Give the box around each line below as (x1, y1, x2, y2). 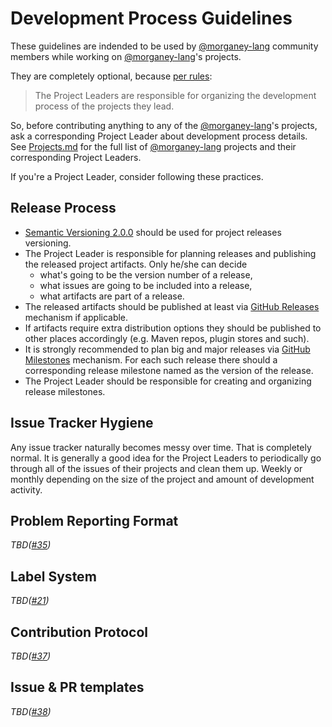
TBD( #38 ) (10, 705, 52, 717)
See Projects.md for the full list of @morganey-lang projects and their (10, 140, 297, 152)
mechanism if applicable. (24, 311, 129, 323)
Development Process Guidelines (10, 7, 293, 30)
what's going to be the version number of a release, (39, 268, 253, 281)
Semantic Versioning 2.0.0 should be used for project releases (24, 226, 282, 238)
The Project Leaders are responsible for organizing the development (34, 89, 317, 101)
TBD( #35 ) (10, 539, 52, 551)
